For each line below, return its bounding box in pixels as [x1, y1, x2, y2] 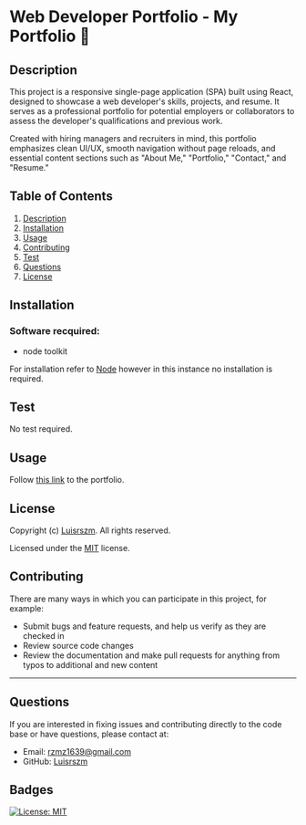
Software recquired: [9, 325, 100, 338]
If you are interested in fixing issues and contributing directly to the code [9, 718, 282, 729]
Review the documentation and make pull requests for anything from [22, 650, 280, 661]
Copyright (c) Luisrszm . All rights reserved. [9, 525, 171, 536]
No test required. [9, 423, 73, 434]
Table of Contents [9, 189, 114, 204]
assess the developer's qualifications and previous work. [9, 116, 223, 126]
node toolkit [22, 345, 68, 357]
